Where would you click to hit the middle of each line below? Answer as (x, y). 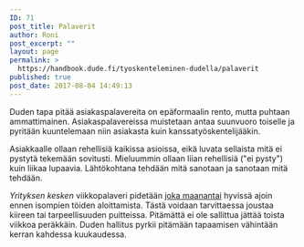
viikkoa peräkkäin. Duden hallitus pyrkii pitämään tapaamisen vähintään (144, 224)
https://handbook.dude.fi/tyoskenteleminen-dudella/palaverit (138, 69)
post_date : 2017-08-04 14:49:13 (71, 86)
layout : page (34, 52)
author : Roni (34, 35)
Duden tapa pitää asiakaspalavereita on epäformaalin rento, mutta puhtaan (150, 111)
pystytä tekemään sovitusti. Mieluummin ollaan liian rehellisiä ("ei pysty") (147, 158)
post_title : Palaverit (52, 26)
